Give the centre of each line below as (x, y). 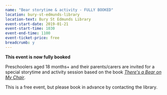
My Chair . (16, 77)
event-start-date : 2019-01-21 (37, 24)
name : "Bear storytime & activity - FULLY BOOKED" (59, 10)
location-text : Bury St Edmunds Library (48, 19)
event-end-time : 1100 (28, 33)
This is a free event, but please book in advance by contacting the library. (81, 87)
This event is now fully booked (38, 57)
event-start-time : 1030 (30, 29)
